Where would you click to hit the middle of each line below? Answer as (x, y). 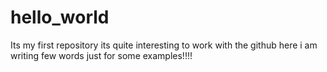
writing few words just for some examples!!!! (101, 55)
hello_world (60, 17)
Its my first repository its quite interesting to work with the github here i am (164, 45)
